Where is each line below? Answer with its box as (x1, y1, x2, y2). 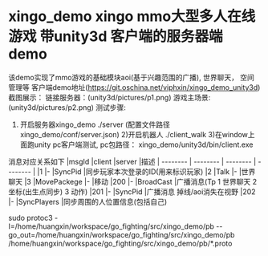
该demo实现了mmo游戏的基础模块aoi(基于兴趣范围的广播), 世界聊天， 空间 (8, 72, 255, 82)
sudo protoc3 (8, 213, 54, 222)
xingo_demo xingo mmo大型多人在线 (8, 7, 256, 26)
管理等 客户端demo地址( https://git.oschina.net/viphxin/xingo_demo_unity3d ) (8, 82, 261, 92)
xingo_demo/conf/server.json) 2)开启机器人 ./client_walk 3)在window (19, 129, 249, 139)
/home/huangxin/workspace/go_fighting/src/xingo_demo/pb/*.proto (8, 238, 233, 248)
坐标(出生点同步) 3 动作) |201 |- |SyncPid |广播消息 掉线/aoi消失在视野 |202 (8, 186, 256, 197)
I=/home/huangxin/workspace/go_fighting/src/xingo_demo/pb (8, 221, 215, 231)
